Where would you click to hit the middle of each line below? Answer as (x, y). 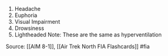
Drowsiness (29, 28)
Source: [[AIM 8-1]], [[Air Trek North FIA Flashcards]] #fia (78, 46)
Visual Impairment (37, 22)
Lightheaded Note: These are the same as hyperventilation (88, 35)
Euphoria (26, 15)
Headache (27, 9)
